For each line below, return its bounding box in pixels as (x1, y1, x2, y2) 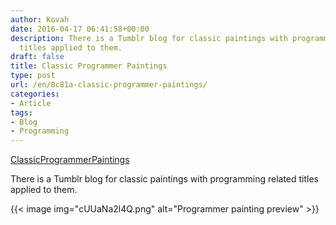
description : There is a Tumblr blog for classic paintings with (10, 33, 288, 43)
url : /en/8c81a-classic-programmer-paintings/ (10, 80, 208, 90)
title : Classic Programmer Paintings (10, 61, 168, 71)
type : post (10, 71, 56, 81)
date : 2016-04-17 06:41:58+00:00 (10, 24, 150, 34)
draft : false (10, 52, 65, 62)
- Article (10, 98, 52, 108)
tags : (10, 107, 33, 118)
